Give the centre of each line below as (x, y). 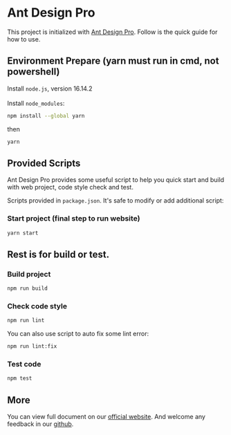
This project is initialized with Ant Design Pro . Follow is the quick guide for (112, 32)
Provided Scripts (44, 163)
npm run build (28, 288)
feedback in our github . (40, 424)
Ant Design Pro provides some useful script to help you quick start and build (116, 180)
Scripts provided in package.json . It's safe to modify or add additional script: (115, 201)
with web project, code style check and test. (70, 187)
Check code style (37, 306)
